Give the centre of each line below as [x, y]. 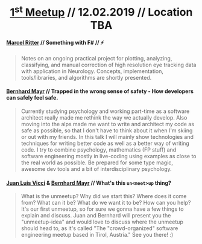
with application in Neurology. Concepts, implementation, [92, 71]
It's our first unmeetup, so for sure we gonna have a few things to [102, 209]
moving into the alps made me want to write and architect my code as [108, 124]
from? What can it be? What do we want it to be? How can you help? [106, 203]
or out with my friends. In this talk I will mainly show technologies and [107, 136]
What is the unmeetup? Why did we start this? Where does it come [104, 196]
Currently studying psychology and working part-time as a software [105, 111]
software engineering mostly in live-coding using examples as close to [109, 156]
